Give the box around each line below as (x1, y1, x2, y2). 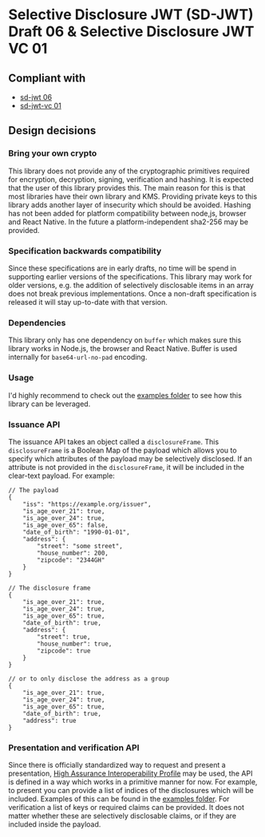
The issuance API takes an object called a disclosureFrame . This (8, 436, 220, 446)
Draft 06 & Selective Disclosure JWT (8, 22, 255, 41)
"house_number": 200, (37, 549, 109, 557)
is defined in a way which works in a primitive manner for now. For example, (8, 777, 258, 787)
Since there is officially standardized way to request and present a (8, 760, 226, 770)
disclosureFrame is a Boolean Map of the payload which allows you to (8, 445, 237, 455)
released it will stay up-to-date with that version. (8, 297, 168, 306)
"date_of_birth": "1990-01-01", (22, 528, 130, 536)
